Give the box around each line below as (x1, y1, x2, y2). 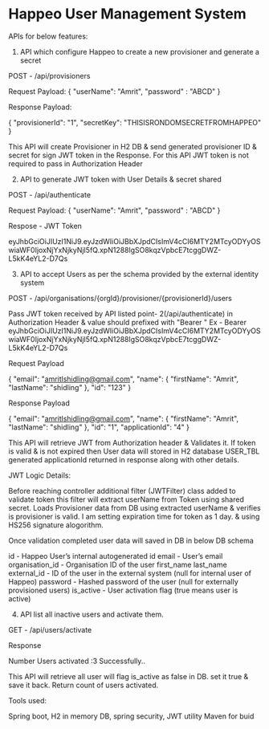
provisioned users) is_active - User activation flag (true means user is (8, 585, 238, 595)
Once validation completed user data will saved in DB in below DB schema (8, 536, 255, 545)
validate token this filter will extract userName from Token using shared (8, 495, 245, 504)
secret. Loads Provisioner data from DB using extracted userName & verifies (8, 503, 261, 512)
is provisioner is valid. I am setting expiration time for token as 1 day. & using (8, 511, 260, 521)
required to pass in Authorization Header (8, 158, 143, 169)
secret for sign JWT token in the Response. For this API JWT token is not (8, 150, 249, 160)
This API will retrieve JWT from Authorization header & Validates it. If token (8, 438, 256, 447)
